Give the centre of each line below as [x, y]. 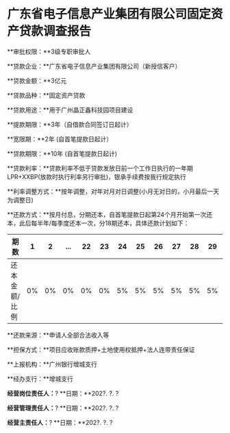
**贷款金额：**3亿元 [37, 80]
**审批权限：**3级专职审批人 [49, 51]
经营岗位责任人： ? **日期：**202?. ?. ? [63, 393]
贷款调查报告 [55, 31]
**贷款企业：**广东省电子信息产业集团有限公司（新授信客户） [94, 66]
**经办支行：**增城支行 [40, 379]
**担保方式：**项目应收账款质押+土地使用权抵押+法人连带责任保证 [101, 349]
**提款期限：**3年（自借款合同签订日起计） [70, 124]
